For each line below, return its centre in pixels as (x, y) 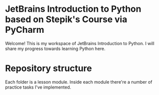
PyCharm (25, 30)
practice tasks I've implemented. (38, 87)
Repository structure (48, 68)
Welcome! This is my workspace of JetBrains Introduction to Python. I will (80, 43)
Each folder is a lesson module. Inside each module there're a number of (79, 82)
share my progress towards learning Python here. (55, 48)
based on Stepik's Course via (66, 19)
